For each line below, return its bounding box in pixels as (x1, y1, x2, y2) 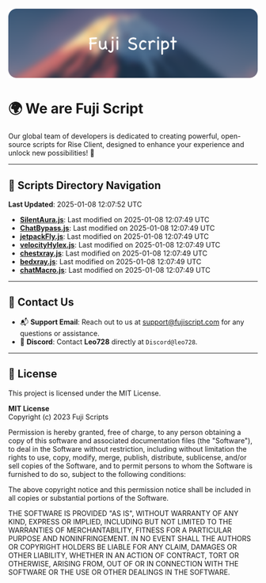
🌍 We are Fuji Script (8, 100, 144, 118)
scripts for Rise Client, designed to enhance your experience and (32, 140, 245, 150)
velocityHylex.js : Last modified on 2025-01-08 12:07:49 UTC (19, 240, 221, 250)
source (8, 140, 32, 150)
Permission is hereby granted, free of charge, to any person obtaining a (8, 427, 241, 437)
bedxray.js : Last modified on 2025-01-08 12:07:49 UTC (19, 257, 202, 267)
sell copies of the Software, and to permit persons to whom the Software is (8, 460, 253, 471)
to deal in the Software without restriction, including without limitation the (8, 444, 247, 453)
